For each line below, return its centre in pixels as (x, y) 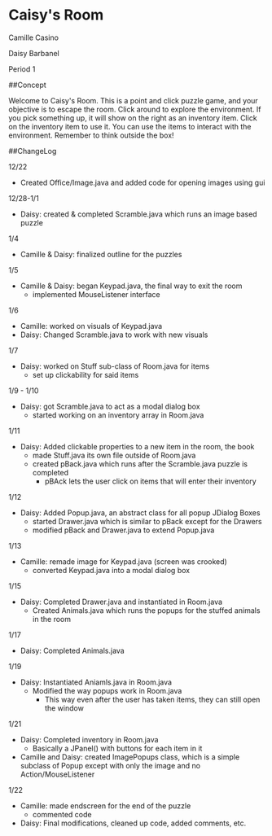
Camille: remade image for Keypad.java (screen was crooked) (124, 561)
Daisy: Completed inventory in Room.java (89, 739)
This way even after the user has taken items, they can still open (152, 699)
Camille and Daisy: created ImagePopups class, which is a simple (130, 757)
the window (64, 708)
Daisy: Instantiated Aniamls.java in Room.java (96, 682)
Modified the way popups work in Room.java (107, 690)
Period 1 (22, 69)
